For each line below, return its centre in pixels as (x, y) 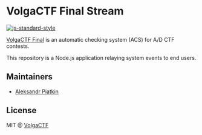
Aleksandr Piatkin (37, 91)
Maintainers (30, 77)
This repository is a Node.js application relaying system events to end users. (101, 58)
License (21, 110)
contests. (18, 46)
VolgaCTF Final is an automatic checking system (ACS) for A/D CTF (90, 39)
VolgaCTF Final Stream (65, 11)
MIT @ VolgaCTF (28, 125)
